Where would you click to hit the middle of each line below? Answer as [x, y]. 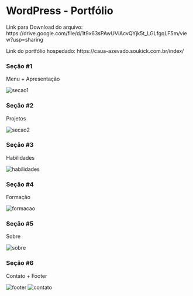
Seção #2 [20, 106]
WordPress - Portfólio [60, 11]
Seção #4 [20, 184]
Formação [18, 197]
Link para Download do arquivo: [44, 27]
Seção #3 [20, 145]
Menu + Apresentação [33, 79]
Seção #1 [19, 66]
